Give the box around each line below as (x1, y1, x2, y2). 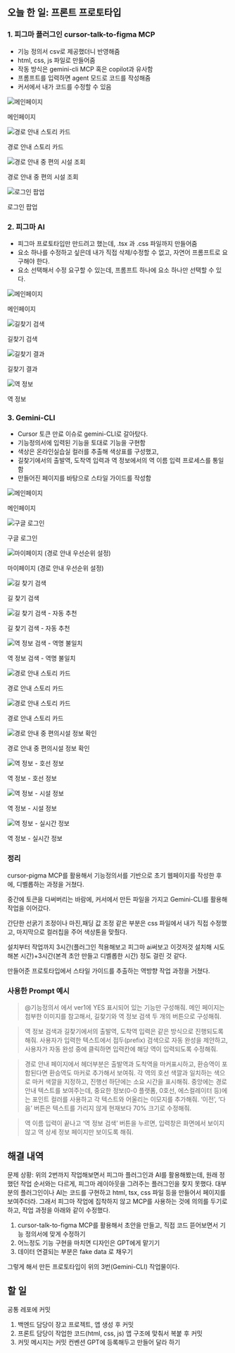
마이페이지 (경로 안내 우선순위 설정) (7, 564, 104, 572)
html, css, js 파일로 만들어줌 (17, 56, 96, 64)
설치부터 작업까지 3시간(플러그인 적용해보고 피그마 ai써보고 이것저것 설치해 (7, 943, 212, 951)
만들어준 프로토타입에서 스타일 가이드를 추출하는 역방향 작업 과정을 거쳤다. (7, 967, 210, 975)
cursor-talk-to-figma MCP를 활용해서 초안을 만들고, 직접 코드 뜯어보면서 (17, 1221, 219, 1229)
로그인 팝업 (7, 202, 38, 211)
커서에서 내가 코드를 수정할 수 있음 (17, 82, 112, 90)
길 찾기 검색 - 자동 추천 (7, 624, 70, 632)
